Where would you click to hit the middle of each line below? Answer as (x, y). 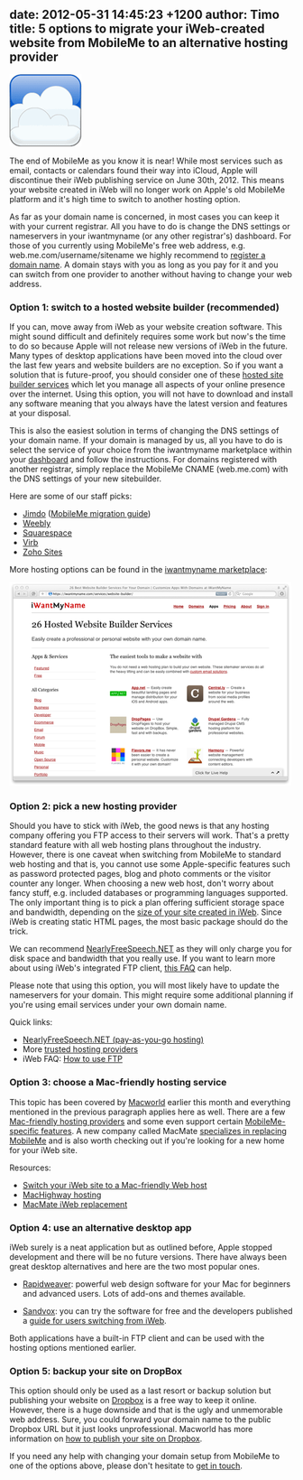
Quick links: (31, 1022)
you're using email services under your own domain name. (118, 1005)
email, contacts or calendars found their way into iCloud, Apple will (133, 170)
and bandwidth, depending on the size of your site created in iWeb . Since (146, 912)
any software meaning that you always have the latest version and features (149, 404)
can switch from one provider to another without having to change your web (151, 274)
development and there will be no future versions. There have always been (148, 1257)
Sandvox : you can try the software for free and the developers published (157, 1311)
